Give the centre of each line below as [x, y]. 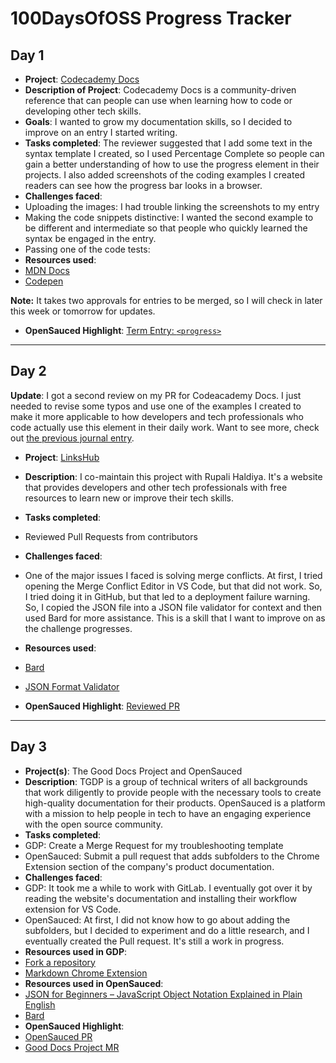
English [40, 1004]
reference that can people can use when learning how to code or [158, 100]
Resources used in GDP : [75, 951]
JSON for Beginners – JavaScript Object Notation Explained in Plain [163, 994]
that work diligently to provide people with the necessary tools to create [173, 792]
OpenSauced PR [58, 1036]
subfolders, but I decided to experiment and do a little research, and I [167, 930]
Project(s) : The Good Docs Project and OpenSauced [133, 771]
